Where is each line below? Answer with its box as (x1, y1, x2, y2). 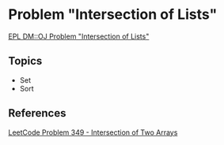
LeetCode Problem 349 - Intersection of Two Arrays (8, 128, 178, 137)
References (8, 106, 66, 120)
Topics (8, 54, 43, 68)
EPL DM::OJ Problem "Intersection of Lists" (8, 32, 150, 41)
